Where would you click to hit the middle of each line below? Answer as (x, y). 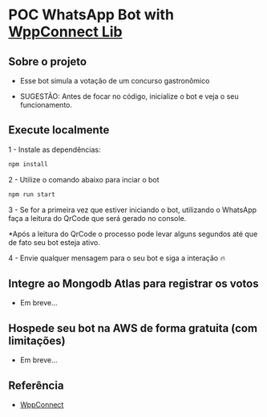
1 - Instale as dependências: (55, 149)
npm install (28, 164)
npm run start (32, 194)
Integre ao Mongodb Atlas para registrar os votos (133, 283)
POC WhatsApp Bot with (91, 15)
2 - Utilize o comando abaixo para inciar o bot (84, 179)
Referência (36, 385)
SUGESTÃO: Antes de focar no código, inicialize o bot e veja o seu (129, 96)
